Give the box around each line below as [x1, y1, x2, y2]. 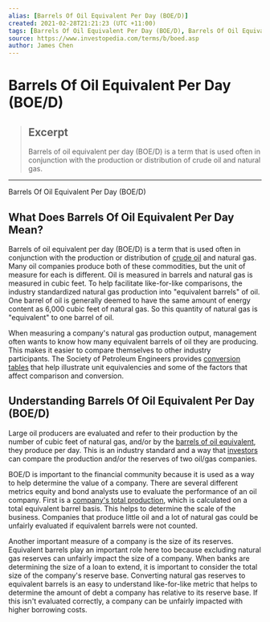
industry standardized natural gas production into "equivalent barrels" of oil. [8, 286, 260, 296]
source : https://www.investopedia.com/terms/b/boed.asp [8, 34, 199, 43]
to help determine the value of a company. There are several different [8, 478, 239, 488]
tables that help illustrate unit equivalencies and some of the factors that [8, 362, 247, 372]
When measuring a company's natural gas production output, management [8, 327, 257, 338]
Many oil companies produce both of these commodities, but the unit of [8, 261, 246, 270]
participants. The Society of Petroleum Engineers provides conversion [8, 353, 241, 363]
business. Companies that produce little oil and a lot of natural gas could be [8, 512, 259, 521]
